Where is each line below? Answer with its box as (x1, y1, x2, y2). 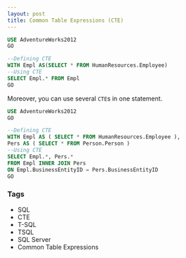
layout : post (7, 10, 46, 18)
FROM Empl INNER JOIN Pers (7, 160, 86, 167)
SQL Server (17, 235, 51, 243)
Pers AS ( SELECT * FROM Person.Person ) (7, 140, 131, 148)
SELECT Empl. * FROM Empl (7, 75, 80, 82)
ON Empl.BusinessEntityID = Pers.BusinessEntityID (7, 166, 159, 173)
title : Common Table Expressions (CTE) (7, 17, 124, 24)
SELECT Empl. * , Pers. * (7, 153, 74, 160)
